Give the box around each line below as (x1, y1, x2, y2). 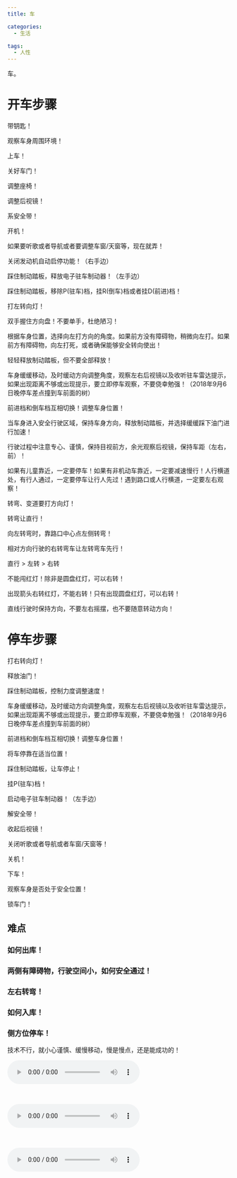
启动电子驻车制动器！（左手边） (7, 795, 100, 803)
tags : (7, 42, 23, 50)
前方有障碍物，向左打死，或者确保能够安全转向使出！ (7, 341, 162, 350)
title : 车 (7, 10, 35, 18)
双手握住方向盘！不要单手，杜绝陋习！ (7, 317, 119, 325)
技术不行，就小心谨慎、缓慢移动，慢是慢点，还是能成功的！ (7, 1046, 181, 1054)
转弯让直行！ (7, 514, 44, 523)
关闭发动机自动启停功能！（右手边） (7, 257, 113, 265)
